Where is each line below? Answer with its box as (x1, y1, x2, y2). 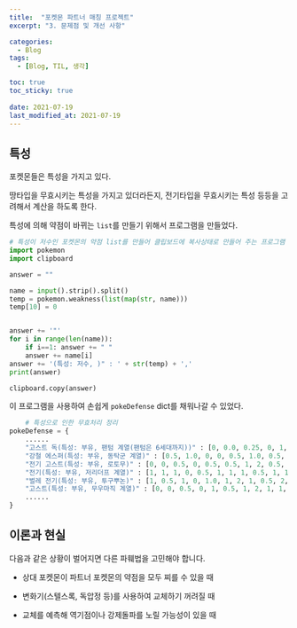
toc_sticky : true (9, 86, 74, 95)
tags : (9, 54, 29, 63)
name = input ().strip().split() (9, 286, 129, 295)
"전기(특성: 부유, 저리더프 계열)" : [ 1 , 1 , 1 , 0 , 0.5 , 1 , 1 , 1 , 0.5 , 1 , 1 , (25, 467, 293, 477)
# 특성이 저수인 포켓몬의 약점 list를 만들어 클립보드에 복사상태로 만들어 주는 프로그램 (9, 238, 285, 247)
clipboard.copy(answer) (9, 383, 98, 393)
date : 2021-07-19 (9, 103, 74, 112)
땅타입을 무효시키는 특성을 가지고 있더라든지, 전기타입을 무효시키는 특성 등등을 (9, 190, 279, 200)
